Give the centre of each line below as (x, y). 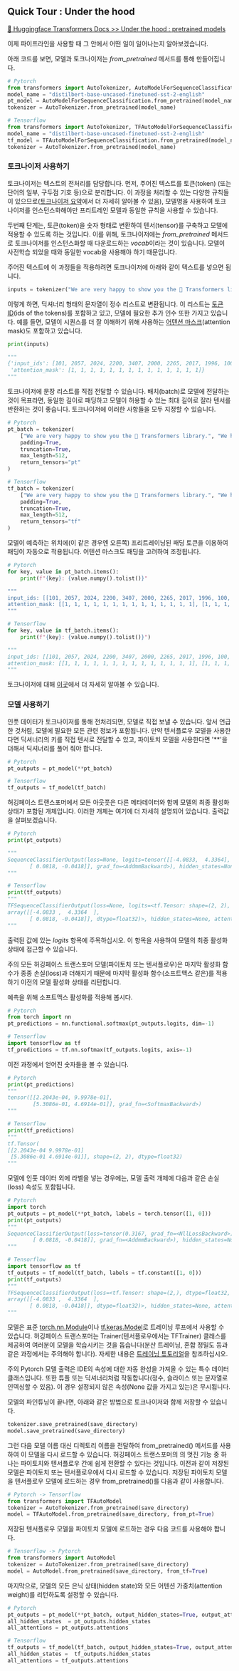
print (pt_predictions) (41, 1084)
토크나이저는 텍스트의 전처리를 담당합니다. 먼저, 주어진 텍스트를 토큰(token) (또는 (119, 183)
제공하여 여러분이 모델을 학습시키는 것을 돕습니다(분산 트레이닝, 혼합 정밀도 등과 (118, 1345)
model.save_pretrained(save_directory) (67, 1431)
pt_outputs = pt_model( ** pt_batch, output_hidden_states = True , (103, 1615)
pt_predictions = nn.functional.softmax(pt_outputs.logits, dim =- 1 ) (111, 1024)
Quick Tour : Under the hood (71, 12)
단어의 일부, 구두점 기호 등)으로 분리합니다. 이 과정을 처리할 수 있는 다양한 (109, 192)
